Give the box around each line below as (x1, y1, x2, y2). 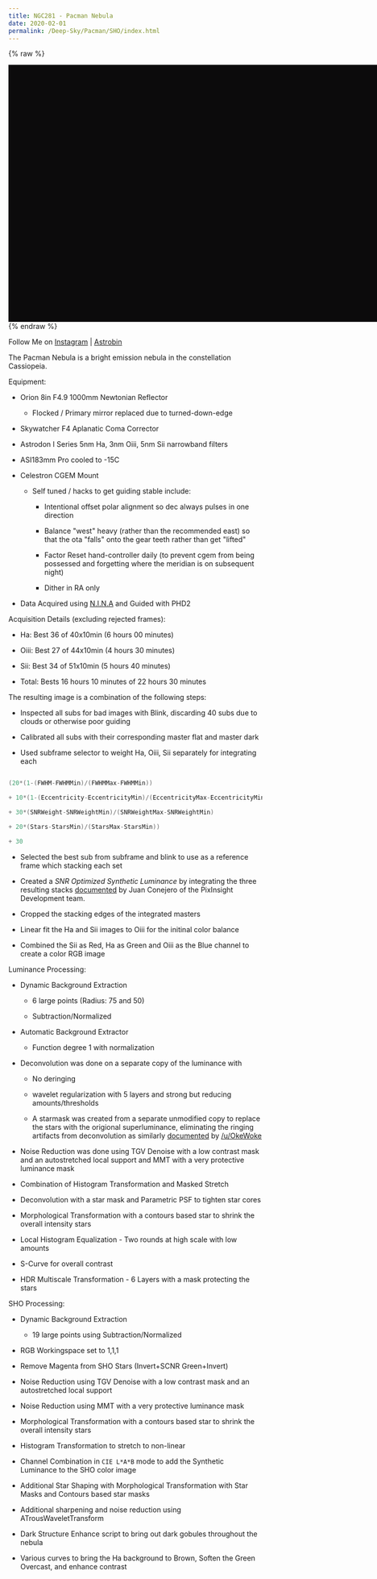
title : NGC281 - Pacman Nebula (8, 11, 114, 20)
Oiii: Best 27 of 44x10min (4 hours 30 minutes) (19, 646, 176, 656)
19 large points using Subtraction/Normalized (31, 1330, 182, 1339)
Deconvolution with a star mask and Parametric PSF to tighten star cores (19, 1194, 262, 1204)
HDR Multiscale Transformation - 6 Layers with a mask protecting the (19, 1274, 250, 1284)
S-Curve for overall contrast (19, 1259, 114, 1269)
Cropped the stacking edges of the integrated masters (19, 909, 201, 919)
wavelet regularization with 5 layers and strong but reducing (31, 1089, 232, 1099)
